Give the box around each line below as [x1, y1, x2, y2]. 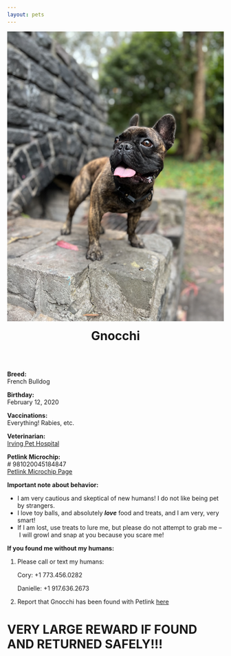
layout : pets [7, 11, 45, 18]
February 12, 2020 [7, 397, 60, 406]
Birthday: [7, 390, 34, 399]
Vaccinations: [7, 411, 48, 419]
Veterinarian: [7, 432, 46, 440]
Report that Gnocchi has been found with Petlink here [16, 597, 170, 606]
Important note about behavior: [7, 480, 99, 489]
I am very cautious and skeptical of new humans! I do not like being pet [16, 494, 219, 502]
